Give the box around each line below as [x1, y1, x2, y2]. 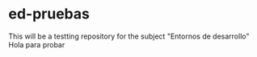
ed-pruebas [8, 5, 91, 23]
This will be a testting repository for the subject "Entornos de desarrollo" [8, 31, 250, 41]
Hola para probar [8, 39, 65, 49]
